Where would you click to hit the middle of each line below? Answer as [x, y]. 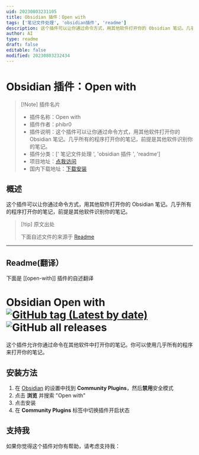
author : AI [20, 34]
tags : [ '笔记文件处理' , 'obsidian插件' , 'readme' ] [66, 22]
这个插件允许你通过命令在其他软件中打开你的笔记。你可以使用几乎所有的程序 [99, 345]
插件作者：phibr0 [51, 124]
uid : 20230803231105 [32, 12]
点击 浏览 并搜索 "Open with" [50, 395]
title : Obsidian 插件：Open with [46, 17]
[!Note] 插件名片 [40, 104]
